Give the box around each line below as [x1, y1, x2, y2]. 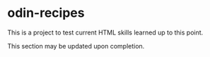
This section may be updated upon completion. [7, 42, 145, 50]
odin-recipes [7, 5, 85, 21]
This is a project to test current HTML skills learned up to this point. [7, 28, 204, 37]
